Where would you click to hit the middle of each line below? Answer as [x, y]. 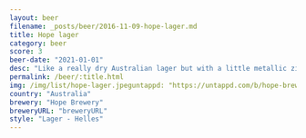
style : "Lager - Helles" [56, 119]
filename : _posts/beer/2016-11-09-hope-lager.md [103, 26]
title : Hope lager [44, 34]
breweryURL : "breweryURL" [58, 111]
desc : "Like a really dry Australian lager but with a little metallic [148, 69]
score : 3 [26, 52]
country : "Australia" [51, 94]
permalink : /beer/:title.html [67, 77]
